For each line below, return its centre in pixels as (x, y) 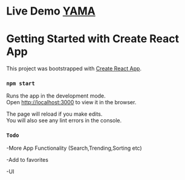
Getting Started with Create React (93, 39)
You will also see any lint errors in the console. (64, 121)
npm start (21, 84)
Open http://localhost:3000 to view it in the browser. (71, 102)
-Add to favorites (27, 159)
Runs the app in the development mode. (56, 96)
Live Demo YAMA (51, 11)
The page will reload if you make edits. (54, 114)
